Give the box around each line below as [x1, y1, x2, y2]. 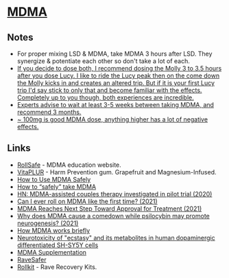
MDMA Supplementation [16, 248, 87, 256]
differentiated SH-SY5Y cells [16, 241, 99, 249]
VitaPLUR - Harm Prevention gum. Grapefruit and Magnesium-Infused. [16, 167, 217, 176]
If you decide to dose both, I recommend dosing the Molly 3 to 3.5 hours [16, 65, 222, 72]
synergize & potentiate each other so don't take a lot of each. [16, 57, 191, 65]
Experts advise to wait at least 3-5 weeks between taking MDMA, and [16, 101, 215, 108]
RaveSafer [16, 255, 47, 264]
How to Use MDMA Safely [16, 175, 91, 183]
